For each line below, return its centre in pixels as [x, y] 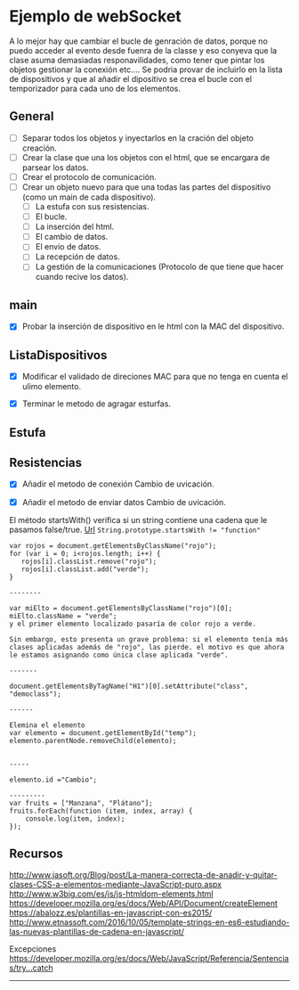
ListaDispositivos [58, 355]
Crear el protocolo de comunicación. [89, 176]
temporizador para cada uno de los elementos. [95, 88]
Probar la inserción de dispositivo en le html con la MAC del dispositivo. [153, 326]
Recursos [36, 853]
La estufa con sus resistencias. [92, 206]
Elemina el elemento [48, 725]
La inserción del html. [75, 227]
